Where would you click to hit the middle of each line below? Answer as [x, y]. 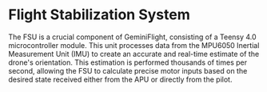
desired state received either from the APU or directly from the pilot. [120, 79]
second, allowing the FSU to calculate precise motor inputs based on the [128, 70]
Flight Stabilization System [99, 15]
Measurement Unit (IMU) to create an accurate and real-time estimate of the [134, 54]
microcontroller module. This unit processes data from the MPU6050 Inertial [134, 45]
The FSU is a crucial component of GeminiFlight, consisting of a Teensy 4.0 [133, 37]
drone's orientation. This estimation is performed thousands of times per [128, 62]
